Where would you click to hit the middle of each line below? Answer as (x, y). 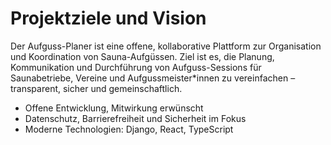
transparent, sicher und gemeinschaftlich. (96, 88)
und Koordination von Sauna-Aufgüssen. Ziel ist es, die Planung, (142, 56)
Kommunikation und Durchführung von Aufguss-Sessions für (136, 67)
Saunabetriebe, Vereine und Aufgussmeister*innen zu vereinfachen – (153, 78)
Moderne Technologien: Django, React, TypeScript (129, 129)
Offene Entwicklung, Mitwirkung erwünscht (114, 108)
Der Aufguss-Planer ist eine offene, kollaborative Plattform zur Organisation (166, 46)
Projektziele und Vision (108, 18)
